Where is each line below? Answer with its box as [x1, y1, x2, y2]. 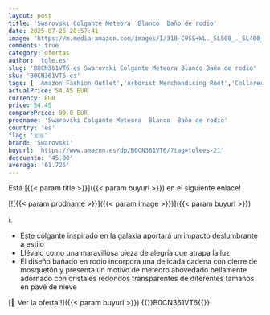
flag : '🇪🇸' [8, 131, 48, 139]
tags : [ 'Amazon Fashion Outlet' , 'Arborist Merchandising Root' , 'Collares [8, 79, 264, 87]
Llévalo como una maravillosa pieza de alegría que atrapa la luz [19, 248, 231, 258]
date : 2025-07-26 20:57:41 [8, 27, 99, 35]
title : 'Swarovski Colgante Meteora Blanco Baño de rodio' [8, 19, 218, 27]
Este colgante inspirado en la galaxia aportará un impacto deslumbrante [19, 231, 259, 241]
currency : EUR [8, 94, 56, 102]
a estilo [19, 239, 44, 249]
